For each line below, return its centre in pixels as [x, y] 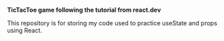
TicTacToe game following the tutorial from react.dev [84, 10]
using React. [25, 30]
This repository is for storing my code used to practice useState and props [112, 23]
